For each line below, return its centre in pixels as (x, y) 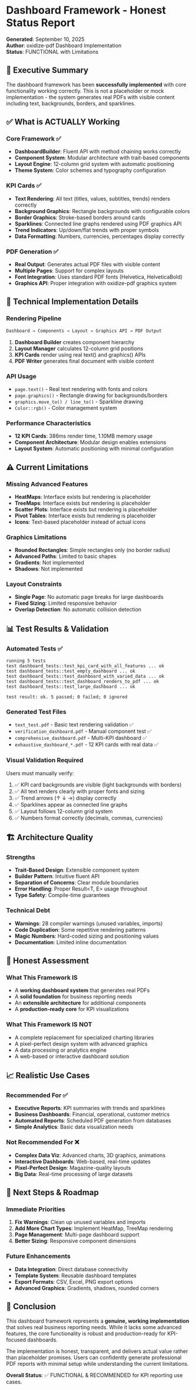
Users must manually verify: (40, 773)
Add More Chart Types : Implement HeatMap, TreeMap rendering (94, 1228)
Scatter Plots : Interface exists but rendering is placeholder (86, 509)
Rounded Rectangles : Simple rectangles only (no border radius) (92, 550)
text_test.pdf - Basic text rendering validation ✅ (74, 725)
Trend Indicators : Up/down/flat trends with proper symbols (87, 230)
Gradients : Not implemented (49, 563)
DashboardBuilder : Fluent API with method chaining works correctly (98, 152)
